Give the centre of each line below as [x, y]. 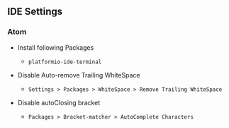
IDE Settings [35, 12]
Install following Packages [56, 47]
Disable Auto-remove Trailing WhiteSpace [79, 75]
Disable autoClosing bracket [59, 102]
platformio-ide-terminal [65, 62]
